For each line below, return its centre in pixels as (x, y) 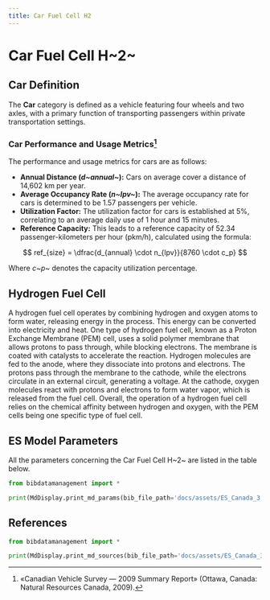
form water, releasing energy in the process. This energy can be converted (132, 322)
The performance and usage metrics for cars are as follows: (108, 162)
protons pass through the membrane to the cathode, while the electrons (127, 373)
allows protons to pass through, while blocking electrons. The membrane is (133, 347)
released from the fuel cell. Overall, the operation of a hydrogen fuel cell (128, 398)
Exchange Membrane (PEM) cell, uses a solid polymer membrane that (124, 339)
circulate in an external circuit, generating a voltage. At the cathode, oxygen (134, 381)
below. (19, 468)
